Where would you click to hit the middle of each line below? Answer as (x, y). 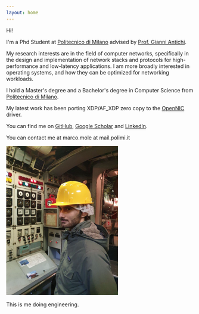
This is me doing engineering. (43, 304)
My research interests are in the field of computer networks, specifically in (97, 53)
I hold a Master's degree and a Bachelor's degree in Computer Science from (100, 90)
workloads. (20, 79)
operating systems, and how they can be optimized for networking (88, 72)
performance (22, 66)
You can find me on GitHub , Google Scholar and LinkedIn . (77, 126)
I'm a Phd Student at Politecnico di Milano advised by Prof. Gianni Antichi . (96, 42)
